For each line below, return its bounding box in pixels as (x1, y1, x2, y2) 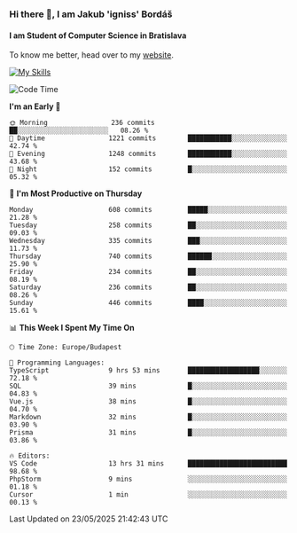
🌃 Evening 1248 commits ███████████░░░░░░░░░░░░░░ (9, 150, 288, 159)
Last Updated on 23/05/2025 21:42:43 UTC (9, 513, 168, 524)
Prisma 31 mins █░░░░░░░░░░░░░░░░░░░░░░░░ (9, 428, 288, 437)
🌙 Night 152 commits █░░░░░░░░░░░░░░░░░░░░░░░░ (9, 165, 288, 174)
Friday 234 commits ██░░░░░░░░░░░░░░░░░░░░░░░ (9, 268, 288, 277)
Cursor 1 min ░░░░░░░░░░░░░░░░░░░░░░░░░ (9, 490, 288, 499)
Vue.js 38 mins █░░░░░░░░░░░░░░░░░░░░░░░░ (9, 397, 288, 406)
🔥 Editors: (9, 451, 51, 460)
